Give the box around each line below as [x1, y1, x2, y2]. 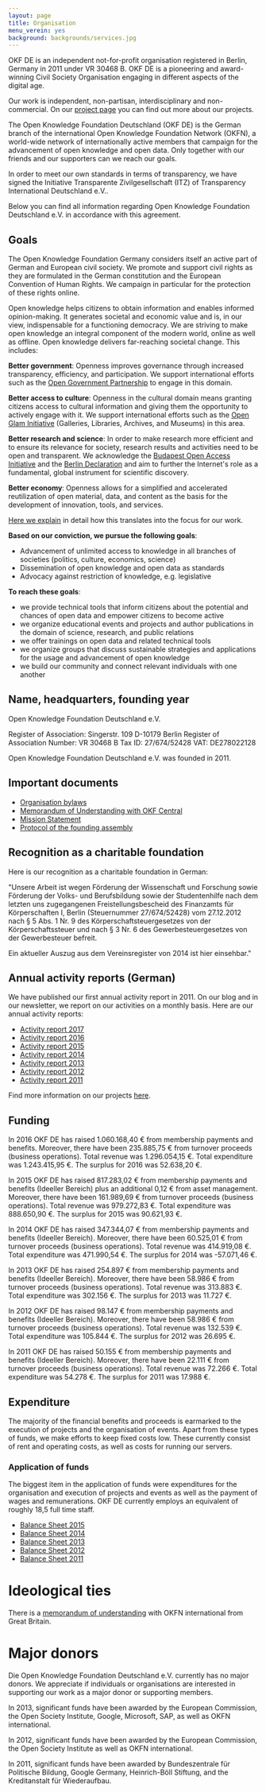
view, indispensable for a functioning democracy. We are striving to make [8, 320, 249, 330]
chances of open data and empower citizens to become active [19, 611, 225, 621]
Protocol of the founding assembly [19, 822, 133, 832]
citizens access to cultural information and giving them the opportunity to [8, 402, 249, 412]
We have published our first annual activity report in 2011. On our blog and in [8, 993, 259, 1002]
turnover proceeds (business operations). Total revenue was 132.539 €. [8, 1323, 242, 1333]
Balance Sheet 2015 [19, 1520, 85, 1530]
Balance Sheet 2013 [19, 1537, 86, 1546]
